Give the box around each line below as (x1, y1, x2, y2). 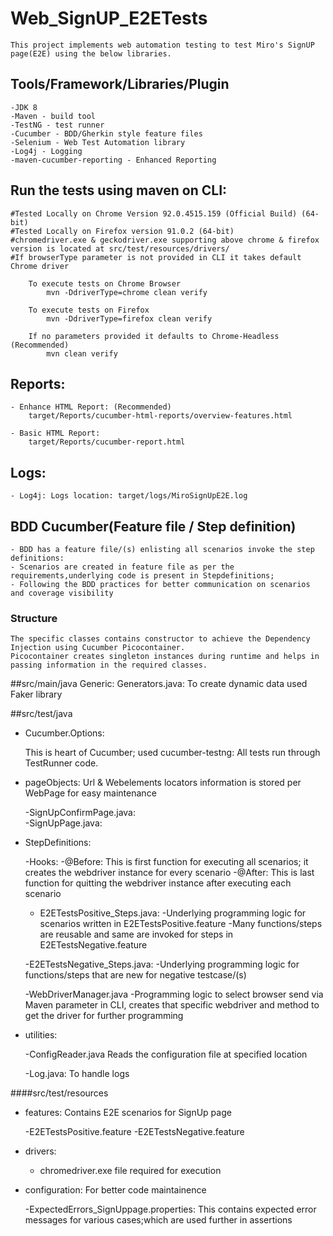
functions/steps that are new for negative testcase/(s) (24, 969, 247, 981)
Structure (10, 611, 58, 625)
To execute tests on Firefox (28, 305, 150, 315)
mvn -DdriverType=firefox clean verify (46, 313, 213, 324)
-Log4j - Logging (10, 146, 83, 156)
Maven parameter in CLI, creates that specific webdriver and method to (24, 999, 320, 1011)
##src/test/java (10, 708, 73, 720)
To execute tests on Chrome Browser (28, 278, 182, 289)
